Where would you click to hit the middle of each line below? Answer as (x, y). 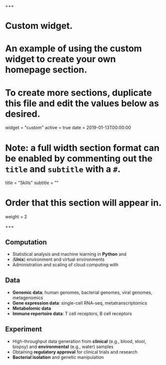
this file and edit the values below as (82, 103)
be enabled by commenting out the (79, 158)
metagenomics (28, 298)
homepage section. (46, 70)
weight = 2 (16, 217)
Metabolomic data (32, 308)
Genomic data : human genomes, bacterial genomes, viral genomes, (82, 292)
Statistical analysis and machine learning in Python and (69, 254)
